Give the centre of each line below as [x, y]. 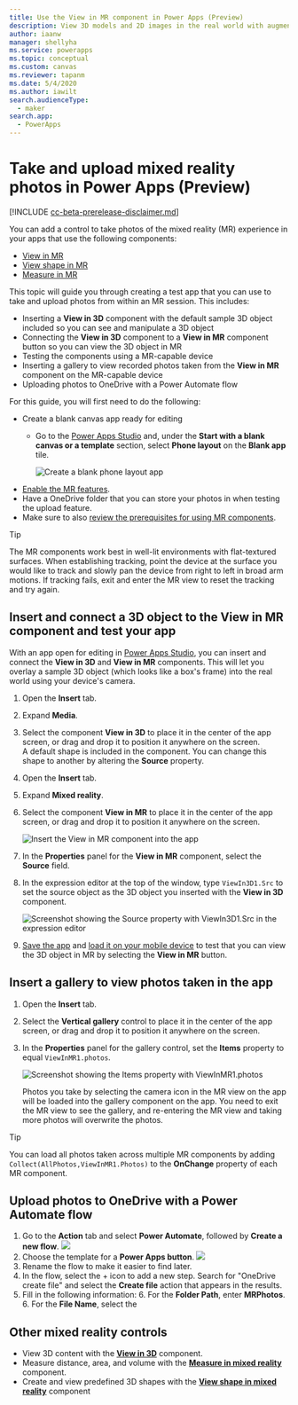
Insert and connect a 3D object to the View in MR [146, 617]
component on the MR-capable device [92, 374]
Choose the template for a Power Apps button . [108, 1257]
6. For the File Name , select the [79, 1304]
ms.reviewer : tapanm [47, 75]
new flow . [40, 1246]
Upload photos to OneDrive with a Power [123, 1201]
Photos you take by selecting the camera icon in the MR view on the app [154, 1091]
